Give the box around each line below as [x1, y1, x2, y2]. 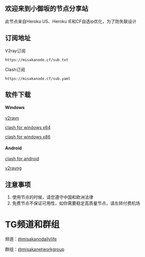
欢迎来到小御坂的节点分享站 [5, 4, 89, 13]
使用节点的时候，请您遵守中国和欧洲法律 [12, 194, 93, 200]
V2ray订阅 [5, 48, 26, 53]
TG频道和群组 [5, 219, 60, 230]
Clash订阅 [5, 66, 25, 72]
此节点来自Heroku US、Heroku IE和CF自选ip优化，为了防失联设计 [5, 18, 137, 24]
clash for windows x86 [5, 134, 51, 140]
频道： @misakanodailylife [5, 236, 57, 242]
